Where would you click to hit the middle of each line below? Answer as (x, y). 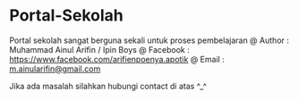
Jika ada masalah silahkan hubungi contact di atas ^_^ (108, 86)
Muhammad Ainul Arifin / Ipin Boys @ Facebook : (100, 49)
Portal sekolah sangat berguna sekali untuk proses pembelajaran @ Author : (149, 40)
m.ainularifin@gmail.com (55, 69)
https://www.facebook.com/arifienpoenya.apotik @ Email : (117, 59)
